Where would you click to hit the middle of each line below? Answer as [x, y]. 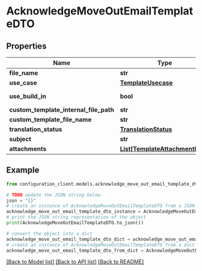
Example [23, 170]
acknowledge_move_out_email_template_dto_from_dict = [75, 251]
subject [20, 139]
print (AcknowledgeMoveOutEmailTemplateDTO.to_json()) [75, 223]
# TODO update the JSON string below [54, 195]
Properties [26, 46]
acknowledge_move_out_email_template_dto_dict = [68, 239]
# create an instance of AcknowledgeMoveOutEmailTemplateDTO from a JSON [101, 206]
